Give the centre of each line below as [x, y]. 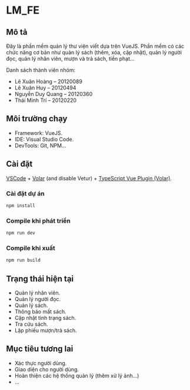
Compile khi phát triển [38, 220]
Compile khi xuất [31, 248]
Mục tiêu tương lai [40, 349]
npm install [21, 206]
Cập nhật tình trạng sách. [45, 318]
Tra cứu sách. [31, 324]
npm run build [24, 260]
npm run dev [21, 233]
